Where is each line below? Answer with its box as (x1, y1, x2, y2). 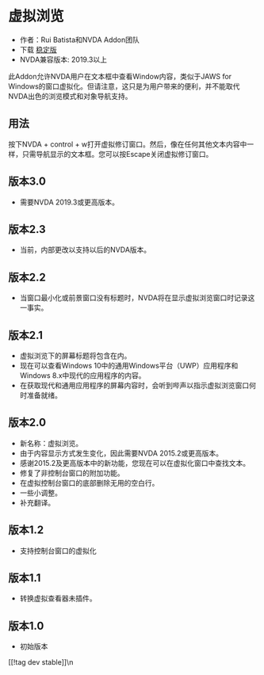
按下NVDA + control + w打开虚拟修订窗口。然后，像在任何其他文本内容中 (8, 139, 247, 149)
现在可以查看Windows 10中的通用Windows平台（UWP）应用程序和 (19, 361, 239, 370)
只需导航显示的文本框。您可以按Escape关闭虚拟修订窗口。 (21, 149, 213, 158)
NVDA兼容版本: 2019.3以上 (19, 55, 107, 64)
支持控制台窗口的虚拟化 (19, 546, 97, 555)
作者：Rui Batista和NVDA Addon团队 (19, 35, 140, 44)
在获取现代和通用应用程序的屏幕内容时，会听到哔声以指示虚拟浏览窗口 (19, 381, 250, 390)
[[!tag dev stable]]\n (8, 658, 74, 667)
